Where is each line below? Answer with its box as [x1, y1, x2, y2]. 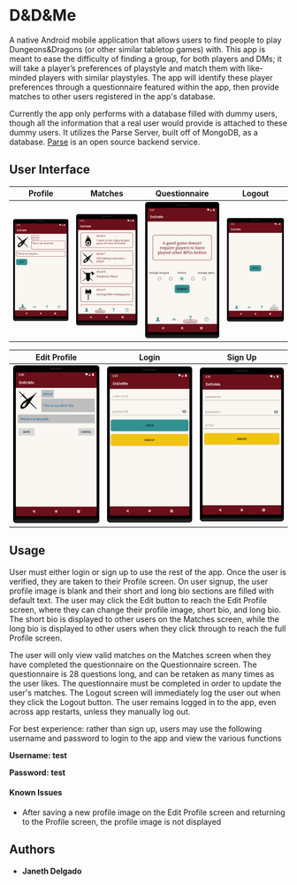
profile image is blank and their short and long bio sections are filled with [9, 586, 274, 596]
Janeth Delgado [21, 866, 82, 876]
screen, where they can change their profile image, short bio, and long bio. [9, 604, 281, 615]
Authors [9, 842, 56, 858]
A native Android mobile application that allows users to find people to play [9, 35, 282, 45]
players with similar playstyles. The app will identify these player [38, 72, 273, 82]
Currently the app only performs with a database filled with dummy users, [9, 108, 278, 119]
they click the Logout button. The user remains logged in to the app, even [9, 696, 277, 707]
